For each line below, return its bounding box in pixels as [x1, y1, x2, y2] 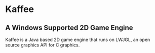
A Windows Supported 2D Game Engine [5, 23, 133, 32]
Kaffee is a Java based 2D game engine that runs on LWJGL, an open [5, 36, 150, 42]
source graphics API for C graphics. [5, 42, 80, 48]
